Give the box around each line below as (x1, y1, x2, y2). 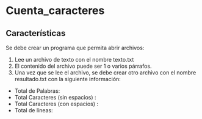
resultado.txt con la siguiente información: (14, 76, 121, 82)
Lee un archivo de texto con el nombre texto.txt (14, 56, 134, 63)
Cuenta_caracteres (5, 4, 105, 18)
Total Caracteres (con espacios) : (14, 100, 99, 107)
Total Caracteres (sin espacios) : (14, 94, 96, 101)
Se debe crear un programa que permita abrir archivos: (5, 44, 145, 51)
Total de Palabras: (14, 87, 60, 95)
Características (5, 28, 66, 38)
